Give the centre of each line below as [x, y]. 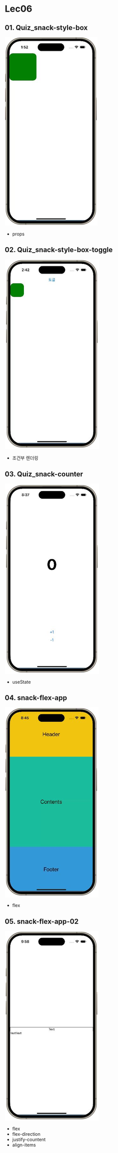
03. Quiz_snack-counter [44, 474]
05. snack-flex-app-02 [42, 921]
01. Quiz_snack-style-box [46, 28]
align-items [24, 1145]
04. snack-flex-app [36, 698]
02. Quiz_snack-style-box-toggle [59, 250]
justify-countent [29, 1140]
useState [21, 682]
